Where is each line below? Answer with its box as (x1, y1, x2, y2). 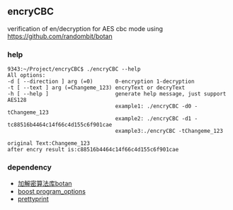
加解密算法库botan (17, 180, 72, 188)
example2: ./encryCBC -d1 (115, 115, 192, 122)
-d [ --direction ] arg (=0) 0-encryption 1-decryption (7, 78, 195, 86)
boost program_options (17, 187, 86, 196)
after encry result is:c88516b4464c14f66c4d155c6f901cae (7, 146, 179, 153)
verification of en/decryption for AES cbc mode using (7, 24, 164, 33)
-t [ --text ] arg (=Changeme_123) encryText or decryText (7, 84, 186, 91)
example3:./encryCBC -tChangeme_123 (115, 127, 223, 135)
